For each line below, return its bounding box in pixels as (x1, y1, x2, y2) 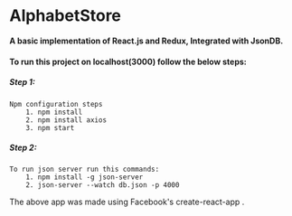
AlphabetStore (9, 5, 122, 26)
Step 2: (9, 142, 38, 154)
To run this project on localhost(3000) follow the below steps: (9, 56, 247, 67)
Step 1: (9, 77, 36, 88)
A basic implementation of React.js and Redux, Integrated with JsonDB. (9, 35, 284, 46)
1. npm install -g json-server (25, 173, 144, 182)
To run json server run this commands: (9, 164, 160, 174)
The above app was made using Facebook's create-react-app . (9, 196, 245, 208)
